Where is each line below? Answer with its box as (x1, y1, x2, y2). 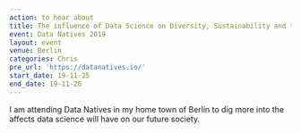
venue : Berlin (9, 46, 63, 55)
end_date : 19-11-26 (9, 79, 82, 88)
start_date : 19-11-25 (9, 71, 90, 80)
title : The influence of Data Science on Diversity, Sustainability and (9, 21, 287, 30)
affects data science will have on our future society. (9, 113, 200, 124)
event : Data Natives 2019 (9, 29, 106, 38)
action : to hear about (9, 12, 94, 22)
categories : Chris (9, 54, 78, 63)
